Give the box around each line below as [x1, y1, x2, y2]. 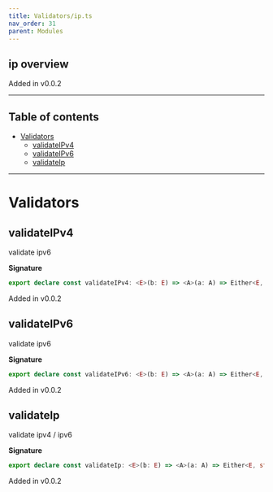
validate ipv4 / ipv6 [8, 430, 73, 440]
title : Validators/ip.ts [8, 11, 93, 20]
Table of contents [8, 110, 99, 124]
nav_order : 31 [8, 20, 57, 28]
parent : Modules [8, 27, 63, 35]
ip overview [8, 57, 69, 71]
